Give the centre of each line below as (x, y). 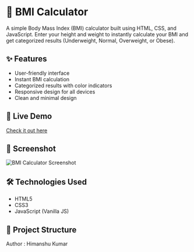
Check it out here (27, 130)
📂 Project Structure (41, 229)
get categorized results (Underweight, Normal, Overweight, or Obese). (91, 40)
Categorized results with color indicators (63, 85)
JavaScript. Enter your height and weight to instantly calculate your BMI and (97, 34)
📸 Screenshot (31, 149)
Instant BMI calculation (42, 79)
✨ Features (27, 59)
